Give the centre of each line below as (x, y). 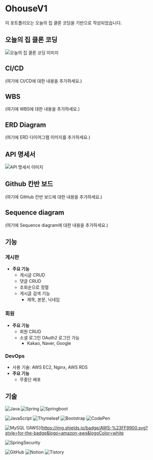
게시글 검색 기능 (35, 294)
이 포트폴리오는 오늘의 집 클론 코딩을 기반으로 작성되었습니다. (63, 23)
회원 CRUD (31, 331)
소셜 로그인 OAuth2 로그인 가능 (49, 337)
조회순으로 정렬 (34, 287)
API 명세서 (20, 154)
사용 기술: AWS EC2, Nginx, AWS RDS (50, 367)
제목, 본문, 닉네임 (43, 300)
